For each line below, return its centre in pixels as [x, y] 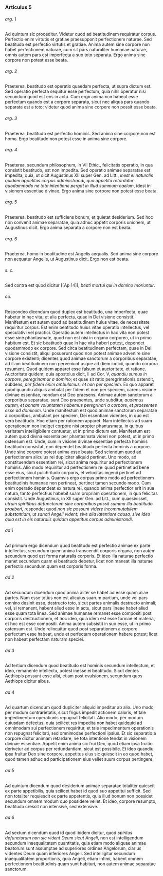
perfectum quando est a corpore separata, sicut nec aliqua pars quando [77, 102]
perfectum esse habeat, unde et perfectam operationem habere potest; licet [81, 634]
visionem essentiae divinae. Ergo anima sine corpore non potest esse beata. [81, 191]
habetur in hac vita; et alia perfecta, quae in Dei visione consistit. [70, 317]
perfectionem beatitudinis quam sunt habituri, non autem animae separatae [81, 864]
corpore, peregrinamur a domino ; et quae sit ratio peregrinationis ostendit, [80, 379]
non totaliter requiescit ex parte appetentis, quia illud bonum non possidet [79, 796]
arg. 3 [11, 118]
